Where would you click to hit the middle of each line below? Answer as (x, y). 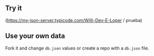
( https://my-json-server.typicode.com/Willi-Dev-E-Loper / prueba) (74, 20)
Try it (14, 8)
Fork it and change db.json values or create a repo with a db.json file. (77, 48)
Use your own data (35, 36)
